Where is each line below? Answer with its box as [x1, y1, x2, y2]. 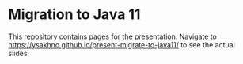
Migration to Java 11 [8, 6, 141, 24]
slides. [8, 48, 30, 58]
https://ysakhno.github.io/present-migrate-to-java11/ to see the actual [8, 40, 235, 49]
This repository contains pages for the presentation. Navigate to [8, 32, 218, 41]
